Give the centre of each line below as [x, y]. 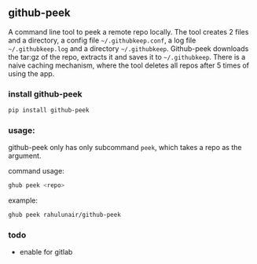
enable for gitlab [46, 252]
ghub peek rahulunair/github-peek [65, 215]
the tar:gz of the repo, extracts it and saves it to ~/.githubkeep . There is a [127, 57]
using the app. [31, 73]
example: [23, 200]
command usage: [36, 171]
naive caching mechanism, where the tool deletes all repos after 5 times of [129, 65]
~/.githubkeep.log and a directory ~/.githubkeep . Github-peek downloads [128, 48]
